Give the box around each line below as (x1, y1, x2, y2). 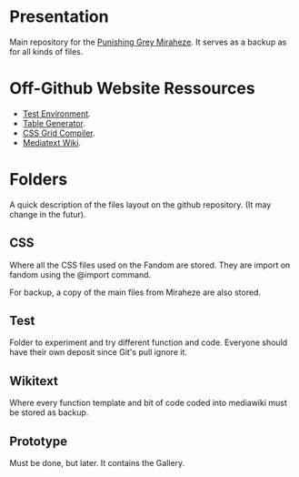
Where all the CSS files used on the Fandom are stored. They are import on (9, 259, 291, 270)
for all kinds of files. (9, 46, 84, 56)
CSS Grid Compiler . (22, 127, 95, 138)
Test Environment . (22, 107, 91, 119)
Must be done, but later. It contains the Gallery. (9, 458, 185, 469)
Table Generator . (22, 117, 86, 128)
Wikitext (9, 373, 59, 389)
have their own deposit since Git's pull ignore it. (9, 347, 188, 358)
